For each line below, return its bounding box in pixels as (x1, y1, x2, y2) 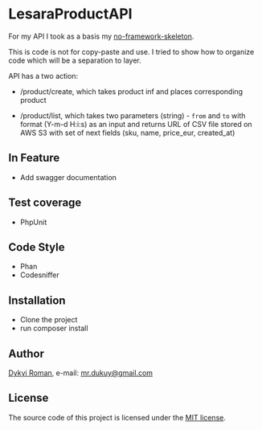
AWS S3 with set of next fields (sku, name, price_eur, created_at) (19, 128, 235, 137)
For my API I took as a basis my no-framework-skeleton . (8, 31, 194, 41)
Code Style (8, 240, 65, 254)
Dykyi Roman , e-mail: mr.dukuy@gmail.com (8, 368, 154, 378)
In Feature (8, 151, 60, 165)
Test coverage (8, 196, 82, 210)
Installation (8, 293, 66, 307)
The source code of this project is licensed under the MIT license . (8, 412, 227, 422)
